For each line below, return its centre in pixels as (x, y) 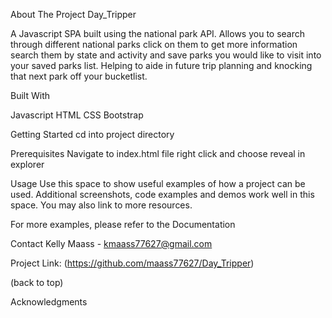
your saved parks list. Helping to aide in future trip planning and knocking (161, 65)
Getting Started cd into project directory (92, 134)
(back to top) (37, 282)
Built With (30, 95)
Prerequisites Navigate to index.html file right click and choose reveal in (158, 153)
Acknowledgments (49, 302)
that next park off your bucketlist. (79, 76)
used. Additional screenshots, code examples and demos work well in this (162, 194)
